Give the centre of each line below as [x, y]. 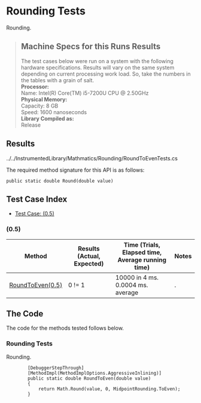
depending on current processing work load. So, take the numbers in [106, 74]
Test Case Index [37, 199]
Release [31, 125]
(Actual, [89, 256]
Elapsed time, [142, 252]
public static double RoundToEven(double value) [89, 378]
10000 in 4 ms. [137, 277]
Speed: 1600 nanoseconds [54, 112]
